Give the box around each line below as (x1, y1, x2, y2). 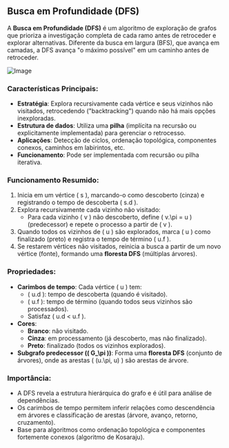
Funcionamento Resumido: (7, 175, 99, 185)
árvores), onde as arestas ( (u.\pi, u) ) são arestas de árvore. (17, 356, 189, 364)
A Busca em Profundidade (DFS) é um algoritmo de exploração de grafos (7, 23, 217, 32)
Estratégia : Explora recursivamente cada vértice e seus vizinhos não (17, 99, 214, 108)
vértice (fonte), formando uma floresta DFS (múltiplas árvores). (17, 250, 198, 258)
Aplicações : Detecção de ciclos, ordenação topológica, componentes (17, 136, 217, 144)
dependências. (17, 396, 60, 405)
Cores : (17, 319, 37, 327)
